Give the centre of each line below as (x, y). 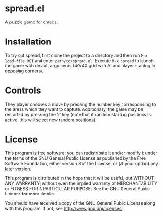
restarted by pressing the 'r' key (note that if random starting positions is (78, 114)
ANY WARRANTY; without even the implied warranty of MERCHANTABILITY (81, 183)
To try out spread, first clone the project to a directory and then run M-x (76, 55)
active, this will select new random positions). (51, 120)
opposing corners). (24, 71)
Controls (23, 91)
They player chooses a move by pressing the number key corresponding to (81, 104)
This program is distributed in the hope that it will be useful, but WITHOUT (80, 178)
